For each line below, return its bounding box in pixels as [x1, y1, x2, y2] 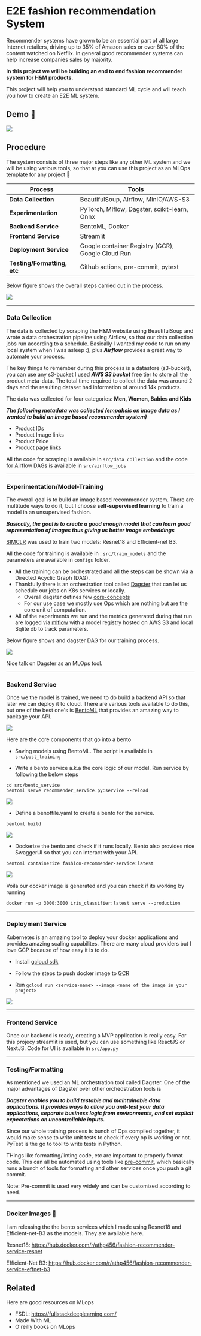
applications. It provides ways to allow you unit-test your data [6, 1103, 165, 1111]
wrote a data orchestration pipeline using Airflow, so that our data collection [6, 333, 193, 341]
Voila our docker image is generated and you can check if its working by [6, 883, 184, 890]
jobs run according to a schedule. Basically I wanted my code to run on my [6, 340, 190, 347]
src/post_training [14, 754, 61, 760]
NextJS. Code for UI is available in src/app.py [6, 1045, 118, 1052]
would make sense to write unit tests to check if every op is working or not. [6, 1134, 191, 1141]
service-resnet [6, 1247, 43, 1254]
